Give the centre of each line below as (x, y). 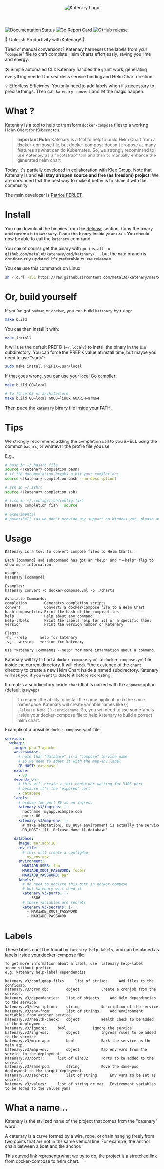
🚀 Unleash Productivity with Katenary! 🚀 (45, 39)
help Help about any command (49, 616)
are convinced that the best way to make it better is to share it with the (76, 180)
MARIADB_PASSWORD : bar (46, 875)
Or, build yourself (41, 297)
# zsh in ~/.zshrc (24, 488)
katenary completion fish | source (41, 505)
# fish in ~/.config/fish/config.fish (44, 501)
